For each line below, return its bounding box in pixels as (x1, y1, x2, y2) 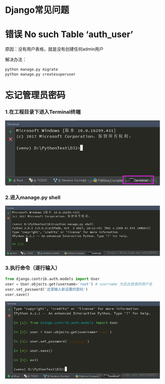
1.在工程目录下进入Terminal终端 (5, 109, 81, 116)
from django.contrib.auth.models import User (5, 277, 100, 282)
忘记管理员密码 (5, 90, 66, 101)
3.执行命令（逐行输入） (5, 264, 60, 271)
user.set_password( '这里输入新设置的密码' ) (5, 287, 88, 292)
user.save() (5, 292, 29, 297)
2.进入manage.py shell (5, 194, 60, 201)
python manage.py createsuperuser (5, 72, 76, 77)
